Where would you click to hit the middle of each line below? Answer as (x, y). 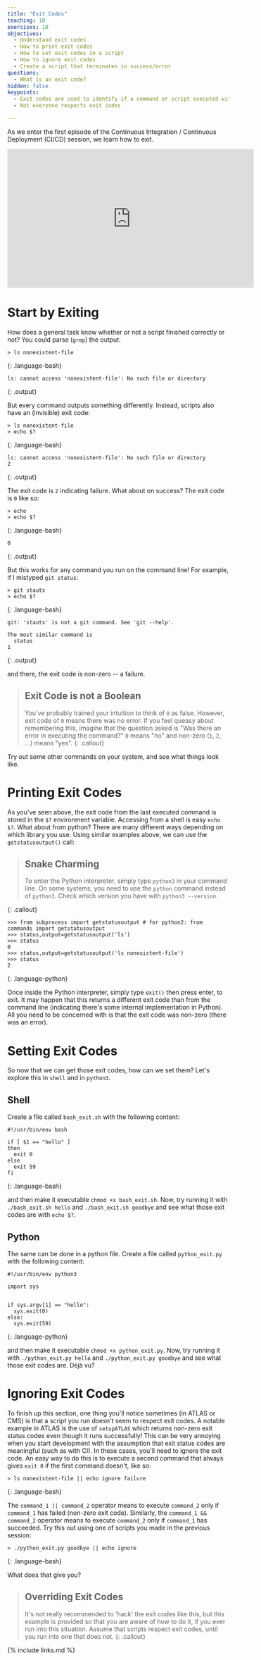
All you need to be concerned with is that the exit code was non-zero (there (117, 1015)
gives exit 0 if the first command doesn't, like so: (79, 1466)
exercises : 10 (28, 27)
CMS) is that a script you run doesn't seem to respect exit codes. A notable (116, 1420)
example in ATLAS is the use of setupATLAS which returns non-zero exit (110, 1428)
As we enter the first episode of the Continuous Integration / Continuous (112, 132)
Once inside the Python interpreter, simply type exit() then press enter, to (115, 992)
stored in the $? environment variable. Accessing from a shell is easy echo (114, 819)
